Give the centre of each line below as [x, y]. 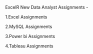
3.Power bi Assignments [30, 36]
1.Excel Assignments [26, 17]
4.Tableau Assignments [29, 46]
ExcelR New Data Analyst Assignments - [47, 7]
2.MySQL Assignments [29, 26]
